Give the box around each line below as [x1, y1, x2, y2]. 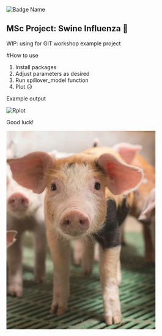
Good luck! [6, 118, 34, 125]
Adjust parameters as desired [15, 70, 90, 77]
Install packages [15, 63, 57, 70]
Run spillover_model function [15, 77, 89, 84]
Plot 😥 [15, 83, 32, 90]
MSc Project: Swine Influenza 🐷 [6, 23, 128, 34]
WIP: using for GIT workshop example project [6, 40, 121, 47]
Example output [6, 95, 46, 102]
